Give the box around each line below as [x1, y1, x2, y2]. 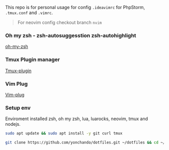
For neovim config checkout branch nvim [17, 20, 102, 25]
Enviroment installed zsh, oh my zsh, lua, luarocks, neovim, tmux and [5, 116, 148, 122]
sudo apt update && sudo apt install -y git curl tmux [5, 131, 123, 136]
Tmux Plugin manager [5, 56, 60, 63]
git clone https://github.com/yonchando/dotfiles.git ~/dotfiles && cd [5, 140, 158, 145]
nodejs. [5, 121, 21, 127]
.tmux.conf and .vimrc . [5, 10, 53, 16]
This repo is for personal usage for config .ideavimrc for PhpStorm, [5, 5, 145, 10]
